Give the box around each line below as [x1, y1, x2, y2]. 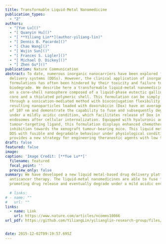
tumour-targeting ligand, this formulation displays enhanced [9, 122, 140, 127]
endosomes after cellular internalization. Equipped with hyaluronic [9, 117, 156, 122]
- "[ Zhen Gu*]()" [9, 62, 48, 67]
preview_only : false [9, 168, 52, 173]
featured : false [5, 145, 39, 150]
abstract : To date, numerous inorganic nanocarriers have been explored [5, 71, 158, 76]
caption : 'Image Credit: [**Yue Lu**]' [5, 154, 87, 159]
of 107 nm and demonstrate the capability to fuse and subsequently [9, 108, 154, 113]
